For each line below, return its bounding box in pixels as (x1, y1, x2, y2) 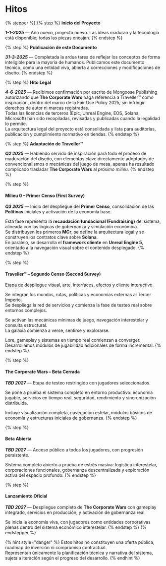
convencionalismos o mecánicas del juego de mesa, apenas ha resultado (5, 161, 155, 167)
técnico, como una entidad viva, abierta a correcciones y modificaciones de (5, 64, 160, 70)
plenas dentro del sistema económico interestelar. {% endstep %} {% (5, 524, 147, 530)
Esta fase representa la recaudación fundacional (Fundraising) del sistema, (5, 218, 161, 224)
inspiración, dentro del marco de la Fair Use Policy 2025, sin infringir (5, 99, 145, 105)
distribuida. (5, 400, 28, 406)
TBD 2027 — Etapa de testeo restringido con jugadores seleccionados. (5, 379, 151, 385)
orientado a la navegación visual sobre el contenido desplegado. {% (5, 245, 145, 251)
